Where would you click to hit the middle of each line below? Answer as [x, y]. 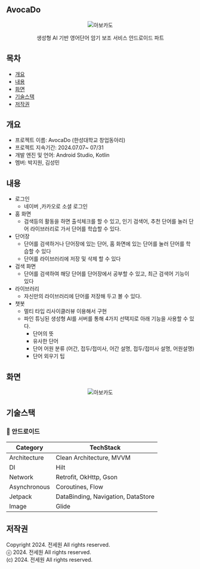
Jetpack [21, 497]
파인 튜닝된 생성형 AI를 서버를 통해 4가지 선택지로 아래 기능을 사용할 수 [106, 319]
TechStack [105, 447]
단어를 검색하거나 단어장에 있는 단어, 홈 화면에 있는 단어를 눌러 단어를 [104, 244]
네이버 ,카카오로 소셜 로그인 [56, 207]
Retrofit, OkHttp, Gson [87, 477]
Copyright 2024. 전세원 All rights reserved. [58, 544]
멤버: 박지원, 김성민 [37, 163]
